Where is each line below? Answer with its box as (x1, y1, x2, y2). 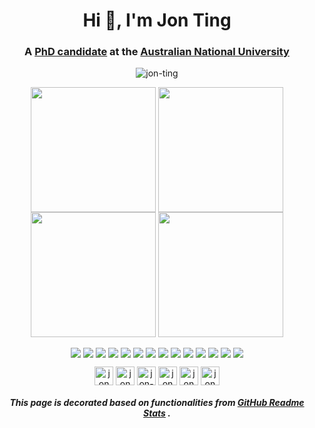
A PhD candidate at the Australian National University (24, 45, 290, 59)
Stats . (143, 407, 171, 419)
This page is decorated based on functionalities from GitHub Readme (9, 397, 305, 409)
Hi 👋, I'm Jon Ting (82, 9, 232, 32)
